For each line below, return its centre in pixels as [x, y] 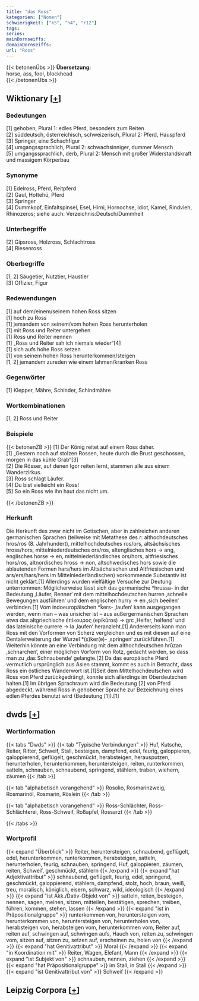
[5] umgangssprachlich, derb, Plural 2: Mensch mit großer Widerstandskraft [99, 154]
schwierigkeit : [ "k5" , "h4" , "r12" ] [51, 23]
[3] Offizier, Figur [27, 283]
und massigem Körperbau [38, 160]
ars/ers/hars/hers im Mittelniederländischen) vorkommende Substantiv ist [97, 575]
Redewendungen [31, 298]
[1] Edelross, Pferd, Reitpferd [41, 188]
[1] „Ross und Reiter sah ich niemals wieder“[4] [64, 343]
